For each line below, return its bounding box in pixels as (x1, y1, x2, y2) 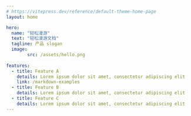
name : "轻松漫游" (11, 30, 51, 36)
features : (6, 63, 31, 69)
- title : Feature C (11, 95, 59, 101)
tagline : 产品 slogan (11, 41, 63, 47)
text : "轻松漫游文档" (11, 36, 59, 42)
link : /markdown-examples (16, 79, 81, 85)
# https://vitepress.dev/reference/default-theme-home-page (6, 8, 157, 15)
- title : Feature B (11, 84, 59, 91)
